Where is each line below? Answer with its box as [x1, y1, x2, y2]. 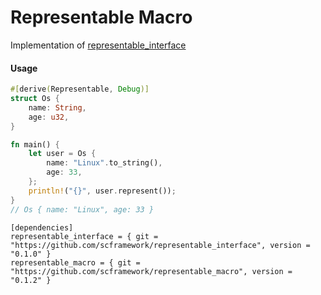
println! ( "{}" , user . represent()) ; [28, 186, 177, 196]
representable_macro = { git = [10, 257, 141, 268]
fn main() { [10, 139, 60, 150]
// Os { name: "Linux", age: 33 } [10, 204, 155, 215]
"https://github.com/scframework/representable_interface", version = [10, 240, 311, 250]
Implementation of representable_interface [10, 39, 187, 51]
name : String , [28, 102, 87, 113]
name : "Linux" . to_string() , [46, 158, 163, 168]
